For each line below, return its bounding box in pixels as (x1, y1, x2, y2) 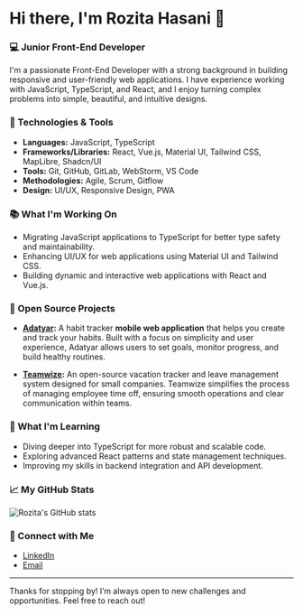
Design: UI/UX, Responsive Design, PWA (22, 184, 175, 195)
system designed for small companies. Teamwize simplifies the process (22, 378, 290, 389)
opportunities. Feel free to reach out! (9, 595, 146, 606)
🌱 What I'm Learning (9, 420, 101, 433)
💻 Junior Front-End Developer (9, 41, 146, 53)
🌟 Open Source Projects (9, 303, 115, 314)
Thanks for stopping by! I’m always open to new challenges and (9, 586, 246, 597)
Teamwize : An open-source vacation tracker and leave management (22, 369, 280, 380)
